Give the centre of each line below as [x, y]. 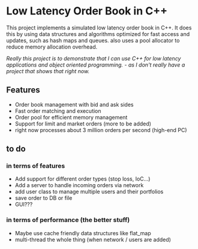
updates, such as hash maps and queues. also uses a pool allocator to [93, 40]
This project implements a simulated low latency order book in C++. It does [99, 28]
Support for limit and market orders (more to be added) [83, 124]
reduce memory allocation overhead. [52, 47]
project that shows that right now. [48, 71]
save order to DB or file [43, 198]
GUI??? [24, 205]
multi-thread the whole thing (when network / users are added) [93, 239]
